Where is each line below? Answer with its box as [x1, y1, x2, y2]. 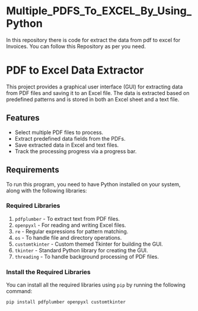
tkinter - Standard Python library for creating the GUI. [14, 246, 148, 253]
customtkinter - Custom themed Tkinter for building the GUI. [14, 240, 163, 247]
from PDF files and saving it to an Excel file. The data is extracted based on [6, 89, 190, 96]
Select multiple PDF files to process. [14, 129, 104, 136]
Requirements [6, 165, 59, 175]
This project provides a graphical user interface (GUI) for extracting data [6, 83, 183, 90]
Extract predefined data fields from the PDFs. [14, 135, 126, 142]
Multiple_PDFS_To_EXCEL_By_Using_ [6, 4, 192, 18]
